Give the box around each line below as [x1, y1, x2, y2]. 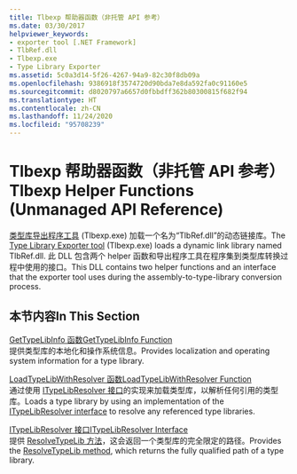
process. [9, 280, 42, 291]
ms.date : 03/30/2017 [9, 21, 86, 30]
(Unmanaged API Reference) [9, 200, 224, 220]
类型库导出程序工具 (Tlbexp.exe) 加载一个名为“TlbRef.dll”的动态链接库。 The [9, 230, 286, 241]
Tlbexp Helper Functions [9, 181, 195, 201]
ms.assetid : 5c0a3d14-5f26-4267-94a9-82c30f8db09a [9, 71, 200, 80]
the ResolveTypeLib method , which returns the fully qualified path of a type [9, 445, 285, 455]
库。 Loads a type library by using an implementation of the [9, 396, 224, 407]
